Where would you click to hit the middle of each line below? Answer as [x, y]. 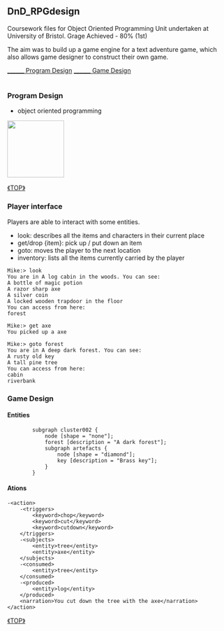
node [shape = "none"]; [79, 436]
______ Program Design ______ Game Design [69, 70]
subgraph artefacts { [76, 448]
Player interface [35, 207]
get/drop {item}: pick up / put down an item [80, 243]
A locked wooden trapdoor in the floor [65, 301]
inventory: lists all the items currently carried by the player [101, 258]
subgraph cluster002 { [65, 430]
